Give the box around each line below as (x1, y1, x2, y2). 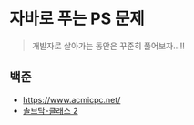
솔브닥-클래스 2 (22, 105, 78, 116)
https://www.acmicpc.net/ (22, 94, 121, 105)
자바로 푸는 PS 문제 (9, 8, 145, 29)
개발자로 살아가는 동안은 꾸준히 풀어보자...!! (31, 40, 185, 51)
